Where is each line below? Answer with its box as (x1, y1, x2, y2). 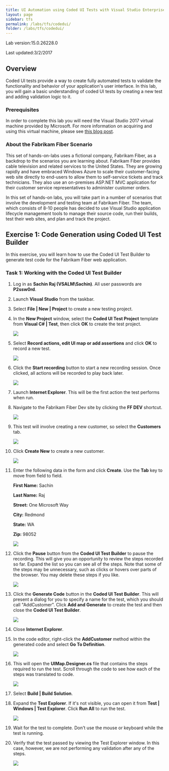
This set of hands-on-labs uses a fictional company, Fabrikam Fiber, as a (6, 152, 156, 159)
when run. (13, 394, 34, 400)
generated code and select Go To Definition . (13, 641, 106, 647)
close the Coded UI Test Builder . (13, 607, 81, 613)
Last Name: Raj (13, 492, 45, 498)
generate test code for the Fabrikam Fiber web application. (6, 257, 127, 263)
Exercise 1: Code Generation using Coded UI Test (6, 230, 161, 239)
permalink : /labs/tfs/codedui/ (6, 21, 71, 27)
